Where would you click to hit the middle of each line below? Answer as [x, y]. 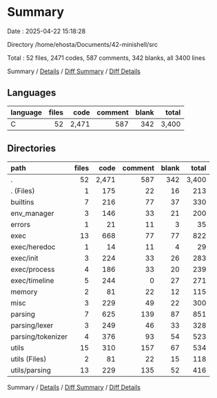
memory [24, 292]
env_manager [32, 213]
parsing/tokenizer [39, 337]
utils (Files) [29, 359]
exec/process [33, 269]
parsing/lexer [32, 325]
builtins [22, 202]
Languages [32, 93]
